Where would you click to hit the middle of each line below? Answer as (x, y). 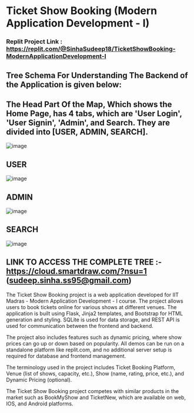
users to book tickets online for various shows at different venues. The (91, 307)
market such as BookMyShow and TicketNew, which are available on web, (96, 397)
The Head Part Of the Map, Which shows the (89, 104)
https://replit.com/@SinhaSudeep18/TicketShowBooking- (91, 49)
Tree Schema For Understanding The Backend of (97, 75)
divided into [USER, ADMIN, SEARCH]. (77, 132)
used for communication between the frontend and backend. (80, 326)
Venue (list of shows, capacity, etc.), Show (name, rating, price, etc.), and (95, 373)
